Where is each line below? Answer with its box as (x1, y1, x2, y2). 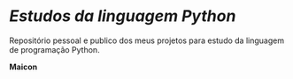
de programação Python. (9, 44, 100, 54)
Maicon (9, 61, 38, 72)
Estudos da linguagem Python (9, 6, 236, 26)
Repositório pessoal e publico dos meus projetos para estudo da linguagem (9, 35, 285, 46)
